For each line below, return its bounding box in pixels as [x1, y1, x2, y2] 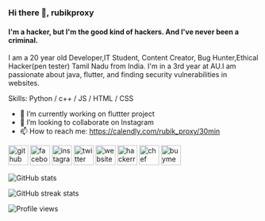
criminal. [8, 35, 38, 45]
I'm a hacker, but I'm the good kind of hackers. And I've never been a [8, 27, 240, 37]
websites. [8, 79, 40, 88]
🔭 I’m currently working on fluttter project [19, 109, 155, 118]
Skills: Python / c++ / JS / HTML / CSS [8, 94, 134, 103]
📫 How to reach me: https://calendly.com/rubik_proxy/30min [19, 126, 221, 136]
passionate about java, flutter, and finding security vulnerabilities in [8, 70, 228, 79]
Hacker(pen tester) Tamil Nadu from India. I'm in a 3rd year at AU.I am [8, 61, 236, 71]
